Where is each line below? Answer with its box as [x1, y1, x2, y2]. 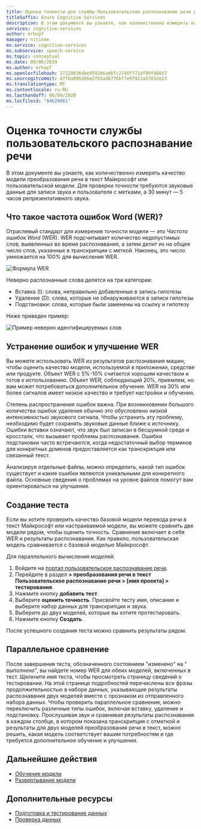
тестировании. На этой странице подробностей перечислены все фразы [6, 679, 193, 686]
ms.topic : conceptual [6, 53, 60, 59]
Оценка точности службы [6, 123, 142, 137]
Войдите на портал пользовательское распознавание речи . [14, 565, 168, 571]
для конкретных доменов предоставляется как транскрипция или [6, 445, 175, 453]
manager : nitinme [6, 37, 50, 43]
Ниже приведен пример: [6, 312, 70, 319]
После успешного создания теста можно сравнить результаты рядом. [6, 627, 187, 634]
